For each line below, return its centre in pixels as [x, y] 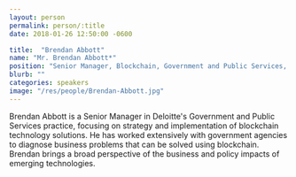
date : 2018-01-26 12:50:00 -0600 [71, 34]
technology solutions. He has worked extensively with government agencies [148, 135]
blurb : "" [27, 75]
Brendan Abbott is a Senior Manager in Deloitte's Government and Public [142, 116]
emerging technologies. [52, 163]
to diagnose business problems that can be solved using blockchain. [134, 144]
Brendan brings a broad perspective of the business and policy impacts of [144, 154]
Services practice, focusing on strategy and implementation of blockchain [144, 126]
